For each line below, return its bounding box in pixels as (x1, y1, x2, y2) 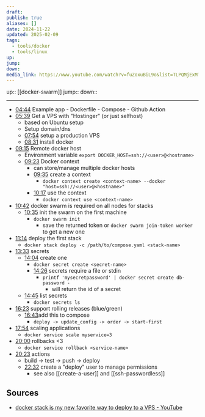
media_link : (6, 72, 37, 78)
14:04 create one (24, 254, 67, 262)
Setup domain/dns (24, 125, 71, 133)
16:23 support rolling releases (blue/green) (15, 305, 123, 312)
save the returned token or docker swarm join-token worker (42, 221, 193, 229)
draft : (6, 9, 23, 15)
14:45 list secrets (24, 292, 67, 300)
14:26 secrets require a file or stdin (33, 267, 121, 275)
